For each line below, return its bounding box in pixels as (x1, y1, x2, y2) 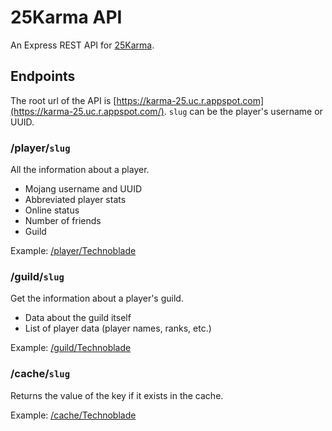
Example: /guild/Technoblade (10, 342, 132, 354)
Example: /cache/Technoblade (10, 409, 137, 421)
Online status (24, 204, 80, 216)
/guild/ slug (10, 269, 65, 283)
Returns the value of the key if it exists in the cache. (10, 389, 224, 401)
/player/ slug (10, 141, 71, 155)
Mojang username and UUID (24, 183, 143, 195)
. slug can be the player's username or (163, 105, 323, 117)
